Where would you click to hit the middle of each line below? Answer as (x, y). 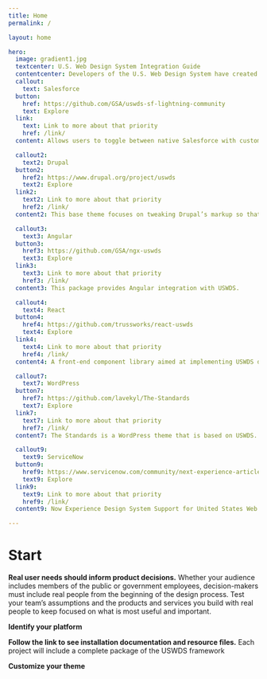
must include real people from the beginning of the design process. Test (126, 595)
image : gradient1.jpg (51, 59)
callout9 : (31, 450)
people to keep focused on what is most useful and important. (110, 611)
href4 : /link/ (46, 354)
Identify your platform (45, 627)
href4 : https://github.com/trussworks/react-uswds (108, 325)
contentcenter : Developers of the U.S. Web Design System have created (137, 74)
